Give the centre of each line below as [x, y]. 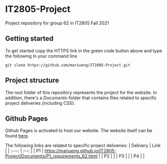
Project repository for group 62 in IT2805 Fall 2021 [57, 23]
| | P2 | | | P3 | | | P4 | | [122, 156]
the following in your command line [41, 56]
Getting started [29, 39]
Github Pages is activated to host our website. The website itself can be [79, 131]
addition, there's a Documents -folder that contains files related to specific [81, 98]
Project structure [32, 81]
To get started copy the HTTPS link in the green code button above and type [84, 50]
